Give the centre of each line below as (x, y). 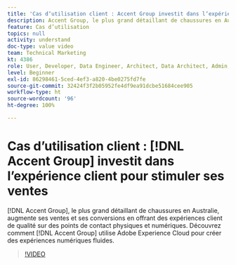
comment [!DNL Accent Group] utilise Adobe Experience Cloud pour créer (114, 233)
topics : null (26, 33)
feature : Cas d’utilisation (48, 27)
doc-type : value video (40, 46)
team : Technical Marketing (47, 53)
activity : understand (39, 40)
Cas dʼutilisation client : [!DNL (96, 147)
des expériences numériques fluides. (61, 240)
